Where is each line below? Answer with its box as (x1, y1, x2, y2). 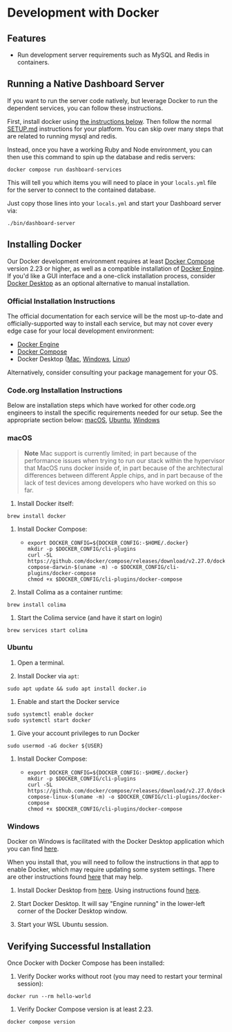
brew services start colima (7, 626, 88, 634)
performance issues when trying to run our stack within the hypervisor (23, 456, 226, 464)
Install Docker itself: (17, 499, 74, 507)
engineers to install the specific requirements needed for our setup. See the (7, 408, 223, 417)
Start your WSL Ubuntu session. (17, 921, 109, 929)
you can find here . (7, 844, 59, 853)
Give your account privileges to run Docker (17, 729, 140, 737)
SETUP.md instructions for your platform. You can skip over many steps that (7, 125, 224, 133)
